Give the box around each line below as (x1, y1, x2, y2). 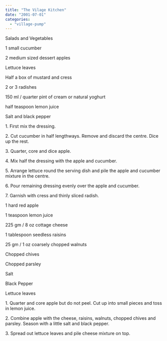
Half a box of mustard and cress (5, 74, 72, 81)
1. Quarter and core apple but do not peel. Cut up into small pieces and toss (5, 300, 162, 306)
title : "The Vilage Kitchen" (5, 7, 67, 13)
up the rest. (5, 138, 29, 144)
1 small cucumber (5, 45, 42, 51)
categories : (5, 17, 30, 22)
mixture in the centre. (5, 173, 50, 179)
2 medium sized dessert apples (5, 55, 71, 61)
